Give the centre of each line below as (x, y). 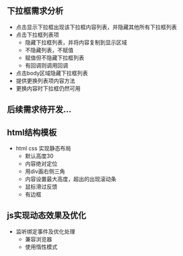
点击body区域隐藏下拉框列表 (52, 73)
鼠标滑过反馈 (41, 187)
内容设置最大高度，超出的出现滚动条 (71, 179)
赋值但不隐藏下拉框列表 (54, 58)
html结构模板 (32, 132)
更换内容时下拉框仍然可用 (48, 88)
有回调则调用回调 (47, 65)
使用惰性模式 (41, 247)
